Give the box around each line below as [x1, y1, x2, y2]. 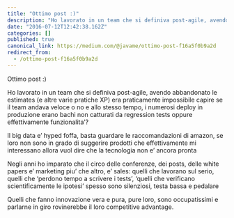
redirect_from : [7, 49, 52, 56]
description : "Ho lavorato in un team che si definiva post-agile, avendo [7, 17, 229, 24]
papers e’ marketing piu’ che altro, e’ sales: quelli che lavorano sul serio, [7, 166, 214, 175]
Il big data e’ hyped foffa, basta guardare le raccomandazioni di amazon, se [7, 131, 224, 139]
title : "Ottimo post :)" [7, 10, 79, 17]
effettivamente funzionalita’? [7, 118, 89, 126]
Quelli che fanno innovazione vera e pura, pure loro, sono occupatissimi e [7, 195, 219, 203]
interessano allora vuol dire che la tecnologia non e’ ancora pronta [7, 146, 197, 154]
